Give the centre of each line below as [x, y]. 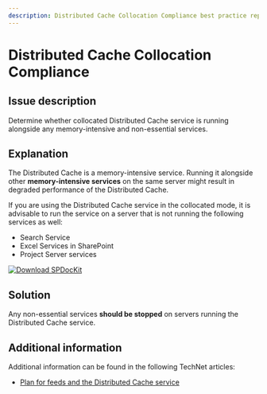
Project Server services [58, 255]
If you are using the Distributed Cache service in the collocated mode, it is [130, 205]
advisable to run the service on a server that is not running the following [126, 214]
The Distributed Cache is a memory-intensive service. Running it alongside [131, 173]
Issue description [52, 101]
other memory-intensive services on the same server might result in [121, 181]
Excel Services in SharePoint [66, 246]
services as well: [36, 222]
